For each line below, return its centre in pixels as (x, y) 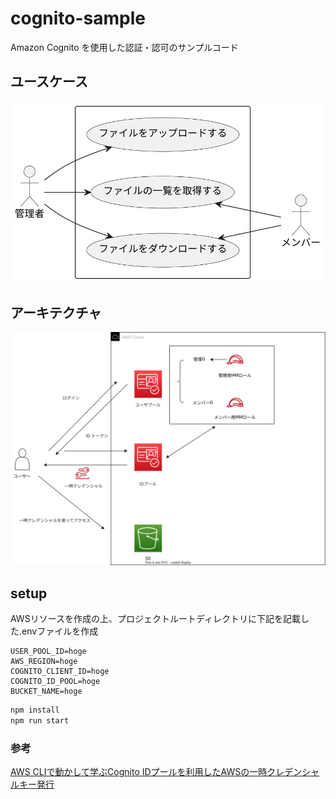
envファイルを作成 (60, 631)
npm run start (40, 721)
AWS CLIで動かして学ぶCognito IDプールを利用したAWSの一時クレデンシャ (165, 772)
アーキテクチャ (56, 312)
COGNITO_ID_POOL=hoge (55, 682)
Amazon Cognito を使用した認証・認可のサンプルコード (124, 47)
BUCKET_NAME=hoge (46, 692)
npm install (35, 710)
